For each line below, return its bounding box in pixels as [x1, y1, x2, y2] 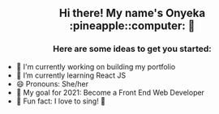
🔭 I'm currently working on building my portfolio [15, 61, 176, 71]
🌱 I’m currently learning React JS [15, 70, 127, 80]
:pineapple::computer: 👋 [69, 19, 195, 33]
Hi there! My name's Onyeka [59, 6, 205, 20]
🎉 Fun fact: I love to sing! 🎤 [15, 96, 106, 106]
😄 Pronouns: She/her [15, 78, 89, 88]
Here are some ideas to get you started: [52, 44, 213, 55]
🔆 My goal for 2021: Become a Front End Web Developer [15, 87, 205, 97]
